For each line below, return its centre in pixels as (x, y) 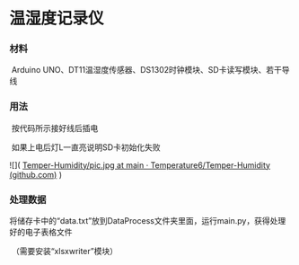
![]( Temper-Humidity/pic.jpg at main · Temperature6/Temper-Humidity (140, 165)
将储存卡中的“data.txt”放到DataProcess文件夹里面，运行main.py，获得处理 (148, 221)
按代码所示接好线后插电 (55, 128)
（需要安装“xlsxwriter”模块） (65, 252)
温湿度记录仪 (57, 18)
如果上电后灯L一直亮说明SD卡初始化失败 (86, 147)
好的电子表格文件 (41, 232)
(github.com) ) (36, 174)
